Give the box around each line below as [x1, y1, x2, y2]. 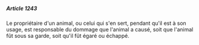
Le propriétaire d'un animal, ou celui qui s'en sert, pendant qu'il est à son [6, 20, 187, 27]
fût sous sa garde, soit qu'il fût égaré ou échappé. [6, 32, 130, 39]
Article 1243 [6, 5, 38, 12]
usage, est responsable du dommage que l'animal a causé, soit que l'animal [6, 25, 194, 33]
